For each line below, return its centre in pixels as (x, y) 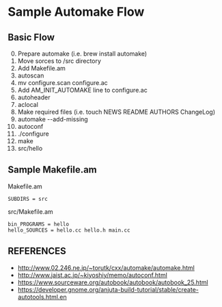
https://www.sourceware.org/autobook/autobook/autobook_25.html (113, 282)
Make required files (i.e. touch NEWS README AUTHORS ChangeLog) (116, 112)
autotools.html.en (42, 297)
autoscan (31, 75)
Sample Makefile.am (53, 170)
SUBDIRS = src (28, 199)
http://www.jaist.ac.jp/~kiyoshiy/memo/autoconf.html (93, 275)
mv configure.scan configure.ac (63, 83)
